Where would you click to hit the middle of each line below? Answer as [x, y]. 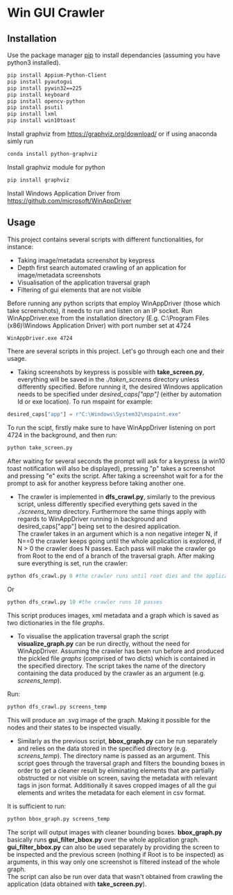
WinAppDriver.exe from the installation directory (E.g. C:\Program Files [108, 318]
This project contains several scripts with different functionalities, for [105, 239]
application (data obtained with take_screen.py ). [77, 884]
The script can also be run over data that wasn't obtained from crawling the [115, 876]
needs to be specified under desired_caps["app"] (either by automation [119, 394]
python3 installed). [34, 63]
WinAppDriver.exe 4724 [40, 338]
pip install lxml [32, 114]
